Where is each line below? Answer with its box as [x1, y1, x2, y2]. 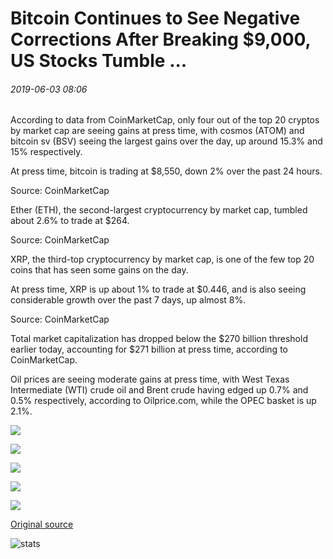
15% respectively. [10, 146, 83, 158]
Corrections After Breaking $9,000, [10, 28, 312, 51]
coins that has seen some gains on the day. [10, 264, 189, 276]
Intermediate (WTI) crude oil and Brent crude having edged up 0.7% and [10, 384, 309, 396]
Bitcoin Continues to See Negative [10, 7, 301, 30]
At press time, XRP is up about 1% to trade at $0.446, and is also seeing [10, 283, 307, 296]
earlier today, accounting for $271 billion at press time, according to [10, 343, 288, 356]
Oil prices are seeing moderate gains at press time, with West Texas [10, 373, 290, 386]
